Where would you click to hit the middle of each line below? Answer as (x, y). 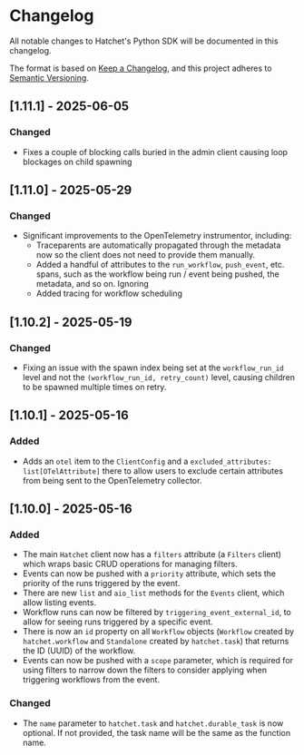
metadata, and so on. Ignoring (93, 284)
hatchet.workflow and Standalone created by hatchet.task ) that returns (156, 642)
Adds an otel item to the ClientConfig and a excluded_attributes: (147, 461)
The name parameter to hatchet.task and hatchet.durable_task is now (153, 723)
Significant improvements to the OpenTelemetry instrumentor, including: (157, 236)
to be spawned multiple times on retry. (94, 387)
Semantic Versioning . (49, 77)
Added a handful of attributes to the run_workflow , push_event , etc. (160, 265)
